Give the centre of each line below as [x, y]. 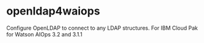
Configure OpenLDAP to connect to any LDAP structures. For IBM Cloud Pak [102, 28]
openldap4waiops [53, 11]
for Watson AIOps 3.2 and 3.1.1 [44, 34]
